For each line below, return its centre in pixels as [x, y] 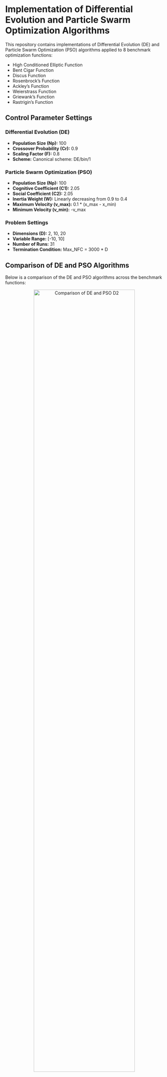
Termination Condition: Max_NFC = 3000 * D [60, 250]
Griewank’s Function [34, 97]
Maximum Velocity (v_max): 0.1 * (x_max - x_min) [64, 204]
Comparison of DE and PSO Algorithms [67, 265]
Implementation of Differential [69, 9]
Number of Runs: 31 [34, 244]
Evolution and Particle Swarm [68, 20]
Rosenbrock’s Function [36, 81]
